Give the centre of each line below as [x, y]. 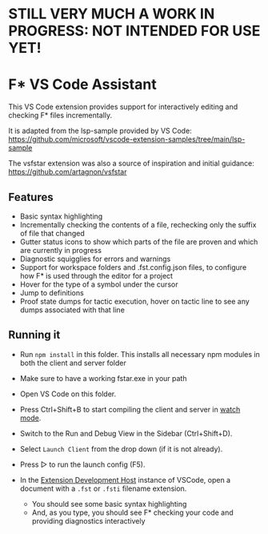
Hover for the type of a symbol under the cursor [99, 284]
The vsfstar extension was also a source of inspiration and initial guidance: [131, 163]
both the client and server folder [73, 363]
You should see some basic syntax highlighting [109, 504]
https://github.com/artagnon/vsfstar [68, 172]
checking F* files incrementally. [60, 115]
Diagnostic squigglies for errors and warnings [95, 259]
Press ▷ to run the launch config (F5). [82, 464]
